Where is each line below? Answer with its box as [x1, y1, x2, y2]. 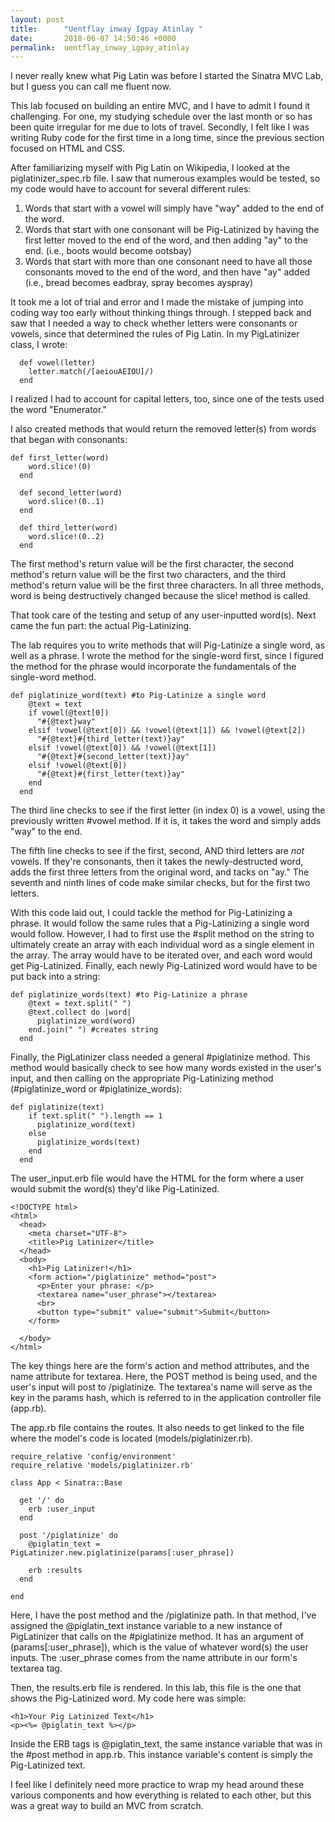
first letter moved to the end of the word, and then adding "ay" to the [24, 234, 308, 246]
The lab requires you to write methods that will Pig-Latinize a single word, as [10, 639, 326, 651]
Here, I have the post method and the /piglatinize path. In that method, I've [10, 1609, 317, 1621]
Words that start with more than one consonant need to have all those [24, 256, 313, 268]
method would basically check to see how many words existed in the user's [10, 1062, 322, 1074]
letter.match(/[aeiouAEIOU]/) [28, 367, 155, 377]
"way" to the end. [10, 826, 83, 838]
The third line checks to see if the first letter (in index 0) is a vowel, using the [10, 804, 326, 816]
